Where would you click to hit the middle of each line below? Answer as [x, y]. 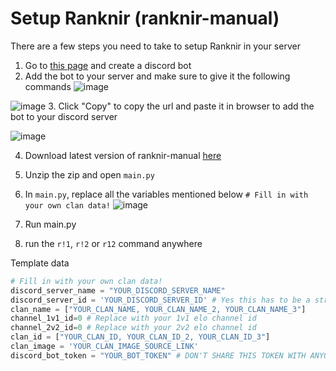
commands [48, 86]
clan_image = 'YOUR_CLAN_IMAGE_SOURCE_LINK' [104, 347]
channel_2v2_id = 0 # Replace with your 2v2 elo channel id [133, 328]
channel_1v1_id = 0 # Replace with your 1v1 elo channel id [133, 318]
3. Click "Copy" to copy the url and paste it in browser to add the [181, 106]
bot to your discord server [64, 116]
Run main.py [50, 224]
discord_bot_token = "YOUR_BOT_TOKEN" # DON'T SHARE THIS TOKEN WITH [158, 355]
